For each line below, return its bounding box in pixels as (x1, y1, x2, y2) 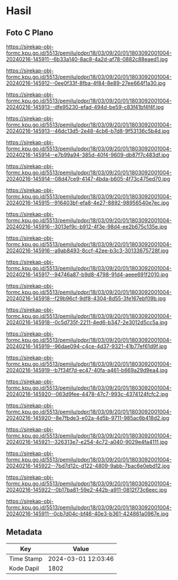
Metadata (6, 527, 42, 537)
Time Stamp (9, 555, 43, 563)
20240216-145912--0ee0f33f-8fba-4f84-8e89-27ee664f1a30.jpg (6, 79, 166, 87)
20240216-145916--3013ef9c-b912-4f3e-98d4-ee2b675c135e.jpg (6, 223, 167, 230)
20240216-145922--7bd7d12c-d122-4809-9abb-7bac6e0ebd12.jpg (6, 462, 170, 469)
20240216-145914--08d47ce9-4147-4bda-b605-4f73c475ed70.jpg (6, 175, 170, 182)
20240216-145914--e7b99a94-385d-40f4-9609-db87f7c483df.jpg (6, 151, 169, 158)
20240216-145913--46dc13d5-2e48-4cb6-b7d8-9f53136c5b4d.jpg (6, 128, 170, 134)
